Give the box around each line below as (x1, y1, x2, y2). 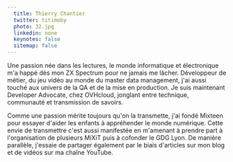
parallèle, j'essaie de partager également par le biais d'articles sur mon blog (7, 141, 225, 149)
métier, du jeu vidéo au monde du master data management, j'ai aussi (7, 76, 207, 84)
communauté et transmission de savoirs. (7, 98, 124, 106)
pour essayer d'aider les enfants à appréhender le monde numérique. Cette (7, 119, 224, 127)
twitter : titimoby (13, 17, 67, 24)
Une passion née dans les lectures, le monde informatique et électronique (7, 62, 219, 69)
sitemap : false (13, 42, 58, 49)
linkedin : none (13, 29, 58, 37)
